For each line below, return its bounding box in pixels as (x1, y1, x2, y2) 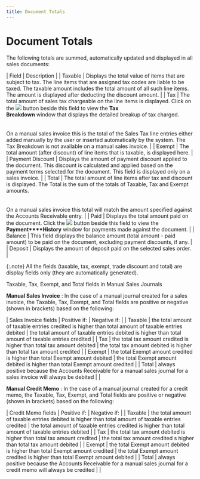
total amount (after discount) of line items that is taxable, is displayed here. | (6, 149, 193, 156)
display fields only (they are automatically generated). (6, 269, 139, 276)
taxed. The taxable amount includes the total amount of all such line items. (6, 85, 189, 92)
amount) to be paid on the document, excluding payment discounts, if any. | (6, 238, 193, 245)
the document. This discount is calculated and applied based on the (6, 162, 173, 169)
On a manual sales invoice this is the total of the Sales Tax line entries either (6, 129, 193, 137)
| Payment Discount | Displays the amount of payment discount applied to (6, 155, 187, 162)
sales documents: (6, 60, 50, 67)
